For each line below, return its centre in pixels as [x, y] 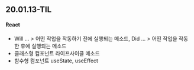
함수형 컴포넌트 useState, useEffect [56, 61]
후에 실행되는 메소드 [43, 46]
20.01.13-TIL [29, 10]
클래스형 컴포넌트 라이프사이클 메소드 [57, 53]
